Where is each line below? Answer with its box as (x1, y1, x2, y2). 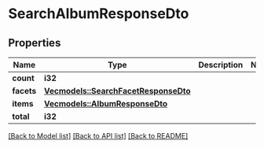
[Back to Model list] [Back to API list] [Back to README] (8, 131, 189, 140)
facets (12, 86, 37, 96)
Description (198, 60, 244, 70)
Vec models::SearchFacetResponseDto (44, 86, 191, 96)
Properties (8, 36, 61, 50)
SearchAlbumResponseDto (8, 5, 189, 23)
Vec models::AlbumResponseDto (44, 98, 167, 109)
